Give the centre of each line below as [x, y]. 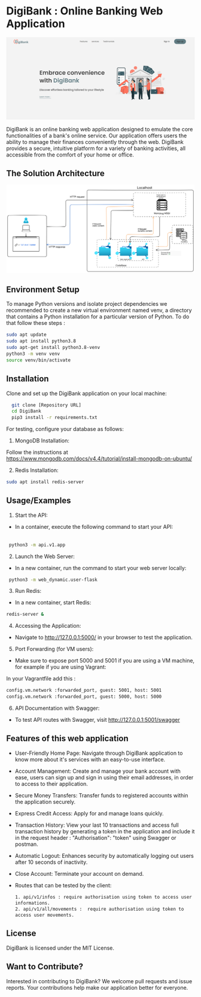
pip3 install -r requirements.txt [54, 418]
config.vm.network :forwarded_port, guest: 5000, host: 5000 [84, 697]
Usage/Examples [39, 501]
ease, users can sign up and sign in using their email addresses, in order [104, 777]
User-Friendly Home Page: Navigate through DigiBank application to [99, 753]
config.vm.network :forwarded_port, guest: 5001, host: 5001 [84, 691]
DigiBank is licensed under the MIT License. [60, 948]
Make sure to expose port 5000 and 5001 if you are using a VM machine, [105, 661]
